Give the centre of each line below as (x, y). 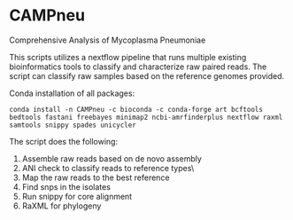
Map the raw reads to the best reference (96, 177)
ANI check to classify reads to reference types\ (108, 168)
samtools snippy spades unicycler (73, 125)
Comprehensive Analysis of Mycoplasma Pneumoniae (108, 40)
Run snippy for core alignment (77, 196)
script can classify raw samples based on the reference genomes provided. (147, 75)
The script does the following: (63, 141)
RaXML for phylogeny (62, 206)
